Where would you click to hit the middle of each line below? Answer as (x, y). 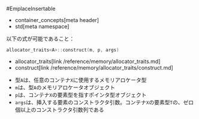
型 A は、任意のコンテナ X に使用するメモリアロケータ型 (81, 80)
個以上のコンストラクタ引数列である (59, 109)
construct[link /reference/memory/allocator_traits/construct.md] (94, 67)
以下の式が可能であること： (40, 39)
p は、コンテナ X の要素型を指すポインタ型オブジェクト (81, 95)
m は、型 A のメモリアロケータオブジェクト (65, 87)
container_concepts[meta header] (57, 20)
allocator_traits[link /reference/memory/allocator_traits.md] (88, 61)
